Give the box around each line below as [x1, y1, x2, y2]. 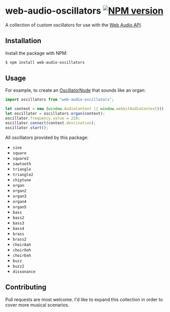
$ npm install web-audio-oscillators [5, 60, 85, 65]
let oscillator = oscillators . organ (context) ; [5, 111, 105, 116]
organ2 [12, 188, 27, 193]
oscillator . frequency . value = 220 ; [5, 116, 80, 121]
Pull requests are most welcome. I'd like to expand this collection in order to [5, 296, 163, 302]
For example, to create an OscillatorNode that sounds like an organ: [5, 87, 146, 93]
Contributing [5, 283, 47, 292]
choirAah [12, 242, 31, 247]
